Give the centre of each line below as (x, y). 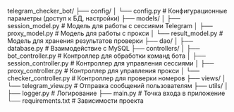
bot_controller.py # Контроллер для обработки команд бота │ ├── (107, 56)
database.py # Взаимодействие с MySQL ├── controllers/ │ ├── (104, 48)
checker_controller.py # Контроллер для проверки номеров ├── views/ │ (117, 78)
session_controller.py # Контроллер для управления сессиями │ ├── (111, 63)
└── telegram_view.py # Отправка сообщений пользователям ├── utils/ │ (118, 86)
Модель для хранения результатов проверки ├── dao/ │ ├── (100, 41)
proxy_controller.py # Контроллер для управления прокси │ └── (103, 71)
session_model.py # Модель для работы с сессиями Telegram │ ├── (110, 26)
